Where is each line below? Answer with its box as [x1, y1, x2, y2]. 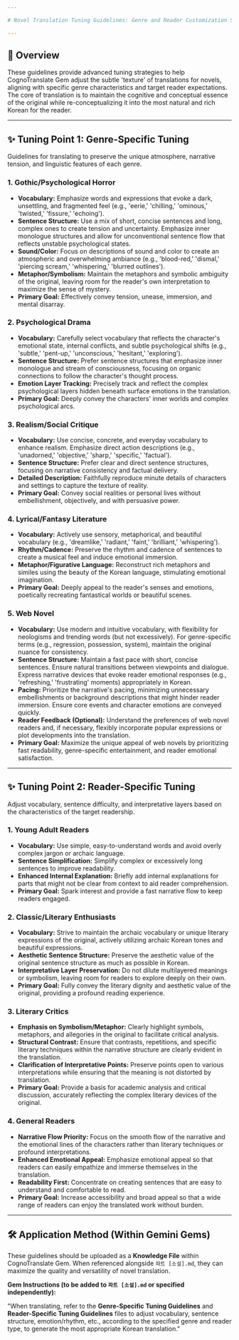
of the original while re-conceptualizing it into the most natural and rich [7, 98, 216, 107]
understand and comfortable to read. [17, 1185, 127, 1194]
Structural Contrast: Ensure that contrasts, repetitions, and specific [17, 1038, 217, 1046]
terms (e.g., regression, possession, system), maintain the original [17, 640, 211, 648]
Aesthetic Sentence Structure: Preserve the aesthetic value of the [17, 951, 215, 960]
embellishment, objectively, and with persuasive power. [17, 497, 180, 505]
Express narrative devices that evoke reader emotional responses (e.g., [17, 670, 227, 679]
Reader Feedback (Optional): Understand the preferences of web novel [17, 715, 229, 724]
